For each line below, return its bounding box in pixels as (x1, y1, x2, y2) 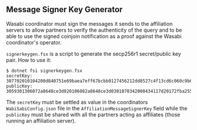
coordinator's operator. (6, 39, 62, 46)
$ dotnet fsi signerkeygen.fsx (6, 67, 83, 74)
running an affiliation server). (6, 117, 76, 124)
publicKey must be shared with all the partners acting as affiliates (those (6, 111, 181, 118)
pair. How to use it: (6, 56, 52, 63)
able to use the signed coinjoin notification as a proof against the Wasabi (6, 32, 182, 40)
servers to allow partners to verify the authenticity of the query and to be (6, 26, 182, 33)
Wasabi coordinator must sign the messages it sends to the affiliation (6, 20, 173, 27)
